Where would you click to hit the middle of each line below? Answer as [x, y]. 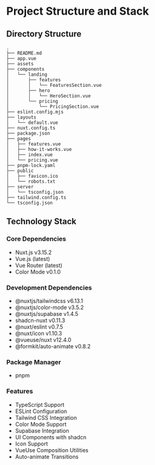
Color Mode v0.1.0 [38, 272]
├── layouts [21, 117]
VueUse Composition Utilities [52, 450]
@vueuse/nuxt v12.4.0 [43, 340]
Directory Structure [44, 34]
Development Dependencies [49, 287]
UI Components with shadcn [51, 437]
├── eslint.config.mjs [35, 112]
